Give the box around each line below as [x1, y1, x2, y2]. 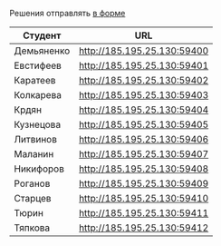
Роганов [14, 177, 51, 190]
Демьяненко [14, 44, 71, 57]
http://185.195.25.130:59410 [78, 192, 209, 204]
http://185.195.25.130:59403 [78, 89, 209, 101]
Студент [22, 29, 62, 42]
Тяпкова [14, 221, 51, 234]
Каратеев [14, 74, 56, 86]
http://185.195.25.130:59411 [78, 207, 209, 219]
